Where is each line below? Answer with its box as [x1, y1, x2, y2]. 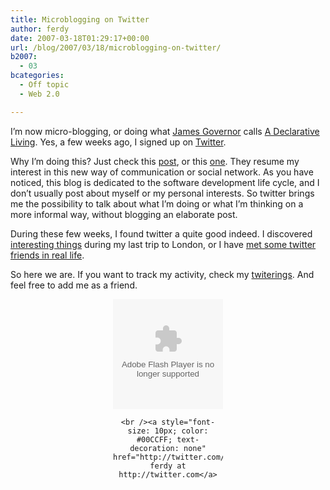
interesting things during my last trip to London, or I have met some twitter [10, 238, 317, 250]
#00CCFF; [136, 434, 173, 445]
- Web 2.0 [19, 89, 60, 99]
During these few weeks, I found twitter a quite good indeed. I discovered [10, 227, 313, 240]
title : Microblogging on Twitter [10, 14, 150, 25]
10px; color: [154, 426, 209, 436]
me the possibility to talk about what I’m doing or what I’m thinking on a [10, 197, 304, 210]
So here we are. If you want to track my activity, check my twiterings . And [10, 268, 315, 280]
